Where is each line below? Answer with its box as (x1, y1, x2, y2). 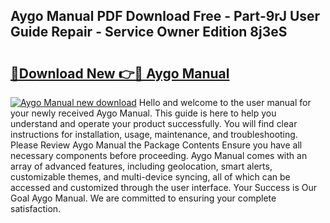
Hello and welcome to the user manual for (138, 97, 312, 108)
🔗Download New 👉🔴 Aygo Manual (10, 65, 230, 82)
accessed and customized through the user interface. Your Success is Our (10, 182, 317, 193)
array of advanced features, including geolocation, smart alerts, (10, 160, 273, 172)
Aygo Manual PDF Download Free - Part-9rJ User (10, 8, 321, 25)
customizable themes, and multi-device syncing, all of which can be (10, 171, 291, 183)
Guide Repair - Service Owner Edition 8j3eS (10, 24, 288, 41)
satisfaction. (10, 203, 62, 214)
